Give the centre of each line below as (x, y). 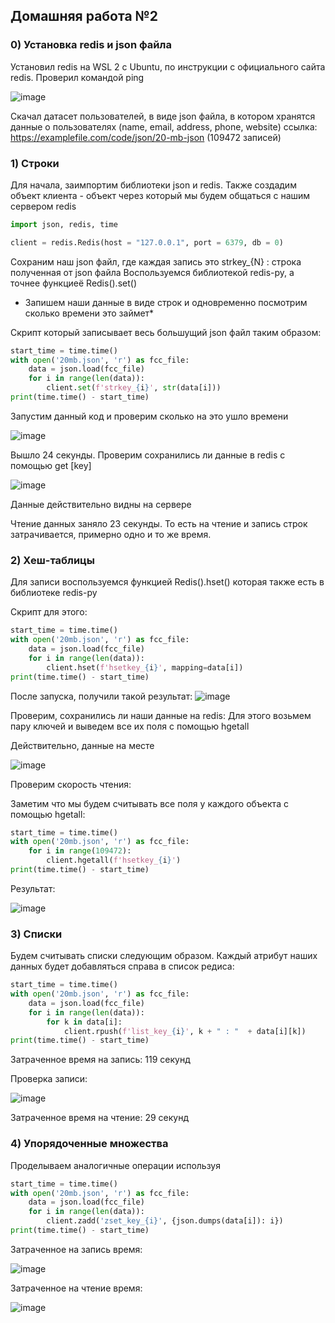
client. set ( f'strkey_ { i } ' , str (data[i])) (134, 388)
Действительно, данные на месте (82, 745)
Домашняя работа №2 (84, 16)
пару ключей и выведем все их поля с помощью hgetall (130, 726)
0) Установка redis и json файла (91, 45)
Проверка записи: (49, 1079)
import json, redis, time (64, 224)
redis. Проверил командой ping (77, 77)
